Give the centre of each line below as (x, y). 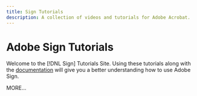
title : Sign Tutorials (35, 12)
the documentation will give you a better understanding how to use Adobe (98, 70)
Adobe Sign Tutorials (60, 47)
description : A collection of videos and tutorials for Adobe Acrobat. (98, 17)
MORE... (16, 88)
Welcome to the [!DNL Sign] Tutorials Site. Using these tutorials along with (99, 64)
